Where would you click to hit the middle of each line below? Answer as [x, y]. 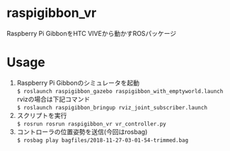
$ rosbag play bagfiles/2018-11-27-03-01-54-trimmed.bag [103, 140]
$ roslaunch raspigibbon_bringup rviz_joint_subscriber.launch [112, 107]
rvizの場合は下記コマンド [53, 99]
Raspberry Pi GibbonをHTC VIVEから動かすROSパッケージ [92, 33]
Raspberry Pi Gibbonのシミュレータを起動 [78, 83]
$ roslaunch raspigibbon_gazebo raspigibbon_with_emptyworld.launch [120, 91]
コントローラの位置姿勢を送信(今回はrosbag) [82, 131]
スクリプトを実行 [42, 115]
